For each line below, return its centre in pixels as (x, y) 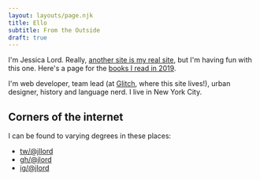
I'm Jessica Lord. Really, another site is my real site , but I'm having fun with (130, 60)
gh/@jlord (36, 159)
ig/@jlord (34, 168)
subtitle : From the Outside (54, 30)
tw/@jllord (36, 152)
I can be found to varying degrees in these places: (90, 136)
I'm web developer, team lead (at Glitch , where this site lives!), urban (119, 84)
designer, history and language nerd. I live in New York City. (105, 92)
